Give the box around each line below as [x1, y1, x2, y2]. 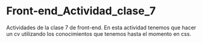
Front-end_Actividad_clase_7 [6, 4, 156, 18]
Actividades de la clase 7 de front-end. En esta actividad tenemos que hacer [6, 24, 197, 31]
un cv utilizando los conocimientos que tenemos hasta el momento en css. [6, 30, 192, 37]
